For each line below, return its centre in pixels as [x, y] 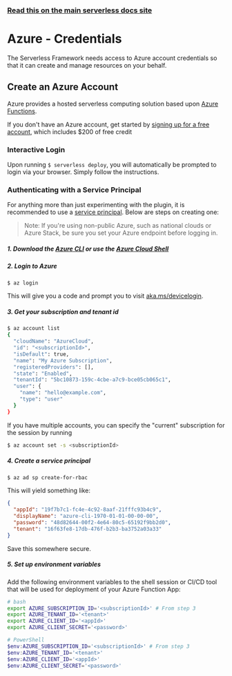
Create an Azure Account [63, 87]
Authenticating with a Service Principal [74, 190]
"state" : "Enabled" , [43, 374]
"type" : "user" [41, 399]
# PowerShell [26, 640]
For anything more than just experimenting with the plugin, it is [96, 205]
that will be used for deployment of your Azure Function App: [94, 589]
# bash [17, 602]
